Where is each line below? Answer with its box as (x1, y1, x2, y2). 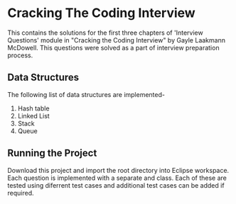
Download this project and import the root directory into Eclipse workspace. (7, 166, 230, 174)
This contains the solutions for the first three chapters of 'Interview (7, 28, 204, 37)
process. (7, 51, 33, 59)
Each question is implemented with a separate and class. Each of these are (7, 174, 227, 182)
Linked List (17, 111, 50, 120)
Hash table (17, 104, 50, 113)
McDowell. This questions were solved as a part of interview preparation (7, 43, 220, 52)
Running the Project (7, 147, 97, 159)
